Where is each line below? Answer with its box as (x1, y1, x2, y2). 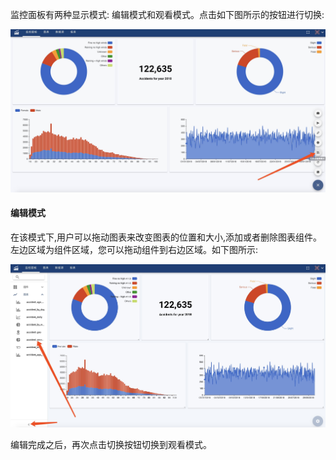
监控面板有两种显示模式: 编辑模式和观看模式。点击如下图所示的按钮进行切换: (10, 9, 325, 20)
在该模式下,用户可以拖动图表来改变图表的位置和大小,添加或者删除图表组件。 (10, 231, 323, 243)
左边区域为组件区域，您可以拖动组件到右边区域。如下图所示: (10, 244, 259, 256)
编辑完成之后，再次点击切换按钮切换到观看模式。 (10, 438, 212, 450)
